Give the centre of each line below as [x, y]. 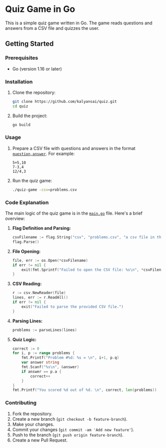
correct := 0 [26, 349]
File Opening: [26, 251]
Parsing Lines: [28, 321]
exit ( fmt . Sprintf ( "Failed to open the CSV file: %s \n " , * [83, 270]
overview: [15, 219]
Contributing [21, 403]
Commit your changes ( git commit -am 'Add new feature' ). [73, 429]
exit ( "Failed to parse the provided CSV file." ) [73, 306]
